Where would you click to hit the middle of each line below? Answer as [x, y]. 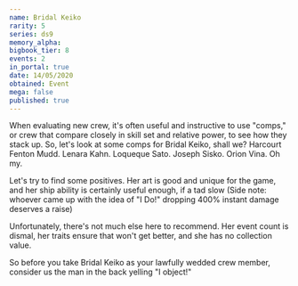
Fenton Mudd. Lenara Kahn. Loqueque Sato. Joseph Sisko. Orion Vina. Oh [145, 154]
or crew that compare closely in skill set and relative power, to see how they [148, 135]
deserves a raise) [41, 209]
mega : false [31, 92]
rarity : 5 [28, 26]
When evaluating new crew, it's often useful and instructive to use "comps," [148, 126]
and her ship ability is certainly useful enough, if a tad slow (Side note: [138, 190]
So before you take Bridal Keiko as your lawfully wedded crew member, [140, 263]
